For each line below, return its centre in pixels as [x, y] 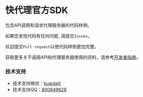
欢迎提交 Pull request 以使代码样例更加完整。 [52, 46]
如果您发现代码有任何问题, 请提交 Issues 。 [49, 36]
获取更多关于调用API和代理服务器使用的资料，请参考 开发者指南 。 [73, 57]
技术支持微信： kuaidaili [37, 83]
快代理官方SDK [37, 10]
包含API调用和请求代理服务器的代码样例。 [49, 25]
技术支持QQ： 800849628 [39, 90]
